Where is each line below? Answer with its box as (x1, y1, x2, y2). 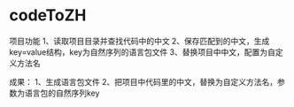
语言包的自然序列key (24, 88, 100, 98)
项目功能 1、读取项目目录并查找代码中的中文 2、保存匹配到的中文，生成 (9, 35, 270, 46)
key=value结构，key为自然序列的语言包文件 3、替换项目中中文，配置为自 (9, 46, 276, 57)
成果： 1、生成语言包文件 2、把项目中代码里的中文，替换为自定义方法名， (9, 76, 278, 87)
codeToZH (9, 5, 87, 26)
